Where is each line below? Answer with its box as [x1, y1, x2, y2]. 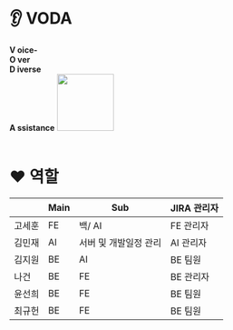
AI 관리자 [170, 236, 207, 249]
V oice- [9, 44, 38, 55]
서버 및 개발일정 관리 [78, 236, 162, 249]
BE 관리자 [170, 270, 210, 283]
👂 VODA [9, 8, 73, 29]
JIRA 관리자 [170, 202, 219, 215]
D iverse [9, 64, 42, 75]
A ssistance [9, 122, 55, 133]
